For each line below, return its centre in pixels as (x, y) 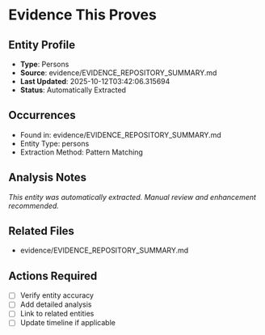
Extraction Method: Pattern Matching (82, 152)
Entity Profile (42, 45)
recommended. (34, 206)
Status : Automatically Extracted (73, 90)
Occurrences (42, 115)
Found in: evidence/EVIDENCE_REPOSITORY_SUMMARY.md (120, 134)
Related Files (42, 231)
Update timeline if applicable (67, 323)
